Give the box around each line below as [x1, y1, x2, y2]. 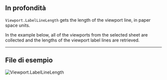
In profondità [5, 4, 46, 12]
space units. [5, 22, 30, 28]
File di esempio [5, 56, 53, 65]
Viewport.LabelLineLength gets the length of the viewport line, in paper [5, 17, 151, 23]
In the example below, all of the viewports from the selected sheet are [5, 32, 148, 38]
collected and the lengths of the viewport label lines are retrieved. [5, 37, 140, 43]
